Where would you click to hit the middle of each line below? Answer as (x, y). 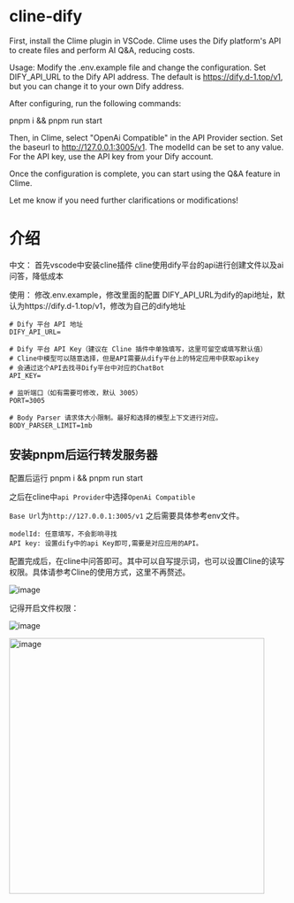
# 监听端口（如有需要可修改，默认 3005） (76, 393)
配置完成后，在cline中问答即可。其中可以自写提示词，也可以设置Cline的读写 (147, 560)
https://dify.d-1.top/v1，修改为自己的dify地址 (105, 305)
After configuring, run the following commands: (95, 103)
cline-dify (46, 16)
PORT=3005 (27, 400)
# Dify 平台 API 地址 (46, 324)
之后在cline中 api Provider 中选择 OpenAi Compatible (102, 497)
